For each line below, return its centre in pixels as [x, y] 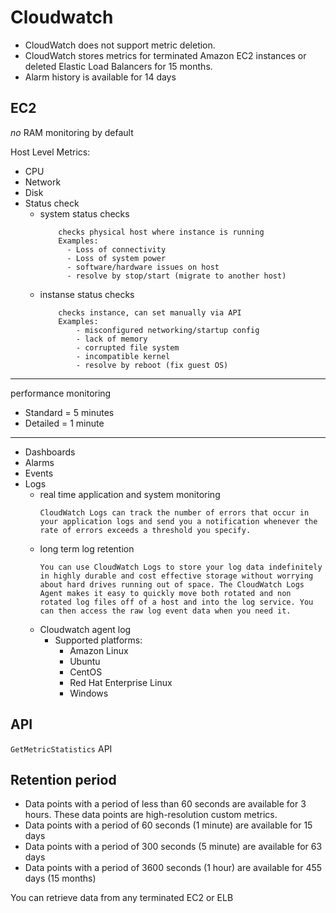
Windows [89, 693]
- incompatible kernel [123, 356]
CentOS [86, 672]
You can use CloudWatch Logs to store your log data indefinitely [181, 567]
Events [39, 473]
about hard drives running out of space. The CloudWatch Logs [172, 584]
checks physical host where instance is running [161, 232]
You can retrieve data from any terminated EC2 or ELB [122, 898]
